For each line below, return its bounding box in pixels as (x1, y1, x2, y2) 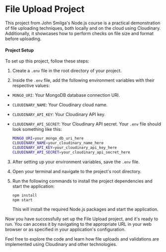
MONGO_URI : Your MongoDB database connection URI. (12, 92, 120, 98)
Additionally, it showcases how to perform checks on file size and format (5, 30, 154, 36)
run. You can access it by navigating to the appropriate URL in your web (5, 221, 152, 227)
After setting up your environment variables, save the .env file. (12, 159, 140, 165)
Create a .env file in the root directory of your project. (12, 68, 122, 74)
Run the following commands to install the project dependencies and (12, 178, 153, 184)
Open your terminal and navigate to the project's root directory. (12, 168, 142, 174)
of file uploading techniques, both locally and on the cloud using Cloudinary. (5, 25, 161, 31)
